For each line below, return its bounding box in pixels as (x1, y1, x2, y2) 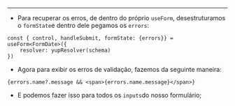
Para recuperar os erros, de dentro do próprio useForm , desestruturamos (17, 14, 226, 22)
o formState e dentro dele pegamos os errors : (17, 22, 149, 29)
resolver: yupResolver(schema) (20, 47, 111, 54)
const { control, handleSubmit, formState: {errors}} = (7, 35, 173, 42)
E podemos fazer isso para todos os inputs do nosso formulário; (17, 91, 202, 99)
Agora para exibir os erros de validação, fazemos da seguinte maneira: (17, 66, 222, 73)
